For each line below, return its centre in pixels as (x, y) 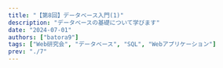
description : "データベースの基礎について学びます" (84, 23)
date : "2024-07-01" (40, 30)
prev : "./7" (27, 52)
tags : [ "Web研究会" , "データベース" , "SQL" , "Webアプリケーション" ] (112, 45)
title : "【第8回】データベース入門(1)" (66, 15)
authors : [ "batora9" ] (44, 37)
